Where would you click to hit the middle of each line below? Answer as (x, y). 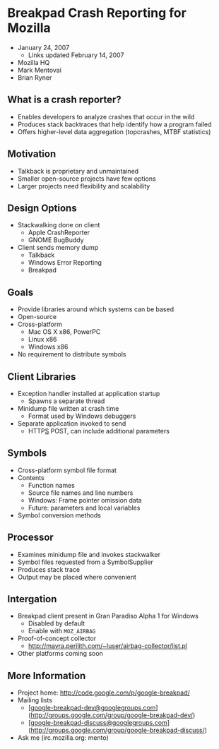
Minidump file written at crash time (68, 408)
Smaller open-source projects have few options (87, 179)
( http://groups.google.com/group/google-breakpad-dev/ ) (112, 715)
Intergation (32, 599)
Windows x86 (48, 347)
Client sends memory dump (58, 248)
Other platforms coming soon (60, 654)
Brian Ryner (35, 77)
